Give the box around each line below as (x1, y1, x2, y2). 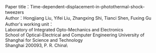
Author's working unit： (5, 21, 53, 27)
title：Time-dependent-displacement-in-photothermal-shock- (18, 4, 145, 9)
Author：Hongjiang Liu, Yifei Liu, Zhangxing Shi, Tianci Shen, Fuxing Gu (5, 15, 152, 21)
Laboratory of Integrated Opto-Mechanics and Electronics (5, 27, 124, 32)
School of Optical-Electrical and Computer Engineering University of (5, 32, 145, 38)
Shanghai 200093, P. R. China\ (5, 43, 68, 48)
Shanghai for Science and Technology (5, 37, 83, 43)
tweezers (5, 9, 24, 15)
